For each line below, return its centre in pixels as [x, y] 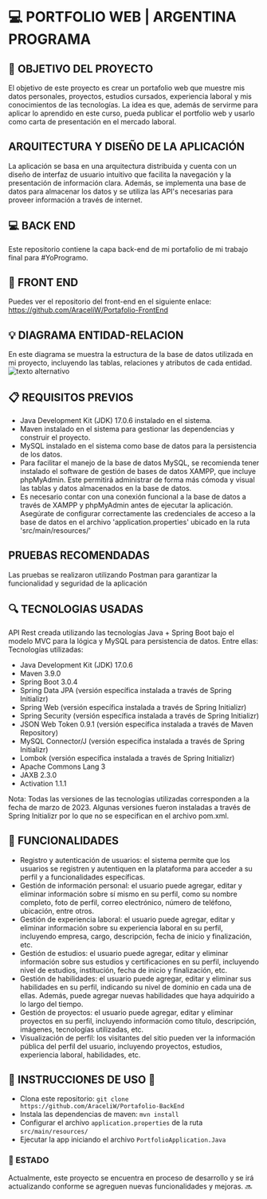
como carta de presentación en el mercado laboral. [92, 121]
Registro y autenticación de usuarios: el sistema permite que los [125, 860]
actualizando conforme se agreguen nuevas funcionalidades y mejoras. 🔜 [130, 1186]
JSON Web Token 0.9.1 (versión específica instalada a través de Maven [136, 724]
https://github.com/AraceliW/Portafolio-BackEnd [102, 1107]
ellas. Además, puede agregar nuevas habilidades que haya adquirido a [137, 995]
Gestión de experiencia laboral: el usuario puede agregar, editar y [127, 919]
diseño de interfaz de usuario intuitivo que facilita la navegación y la [120, 174]
